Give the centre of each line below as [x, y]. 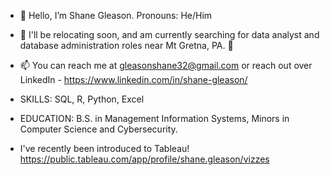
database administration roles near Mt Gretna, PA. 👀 [126, 45]
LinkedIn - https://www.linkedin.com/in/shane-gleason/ [133, 79]
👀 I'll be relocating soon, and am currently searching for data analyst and [169, 34]
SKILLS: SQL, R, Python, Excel [82, 99]
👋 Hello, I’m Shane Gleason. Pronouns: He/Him [116, 15]
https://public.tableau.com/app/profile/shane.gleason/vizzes [144, 159]
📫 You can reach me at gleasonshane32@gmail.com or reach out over [166, 65]
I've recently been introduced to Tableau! [104, 148]
